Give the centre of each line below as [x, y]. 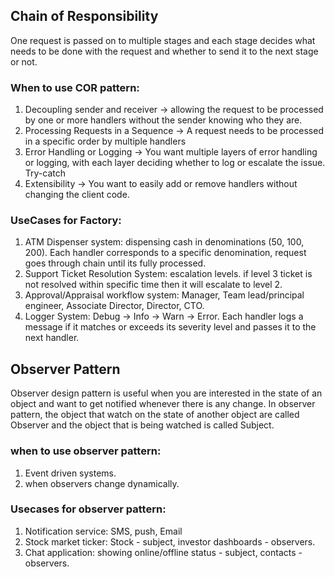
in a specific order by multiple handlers [105, 141]
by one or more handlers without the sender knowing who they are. [163, 120]
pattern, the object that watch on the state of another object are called [155, 415]
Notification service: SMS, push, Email [103, 531]
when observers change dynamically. [102, 483]
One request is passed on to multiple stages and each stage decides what [163, 40]
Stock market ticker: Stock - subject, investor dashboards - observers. [170, 541]
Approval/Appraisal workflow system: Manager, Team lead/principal [164, 295]
